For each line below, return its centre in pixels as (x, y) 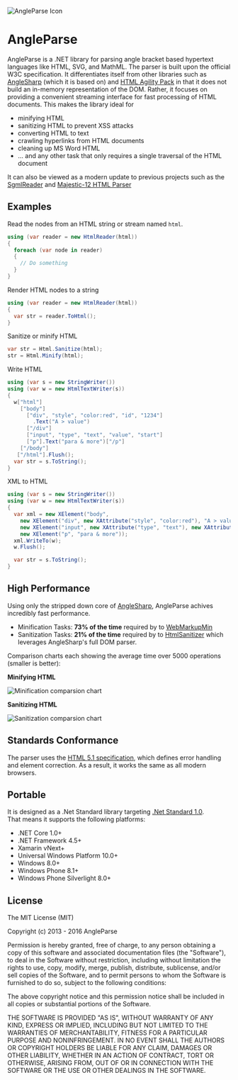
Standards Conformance (63, 741)
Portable (27, 795)
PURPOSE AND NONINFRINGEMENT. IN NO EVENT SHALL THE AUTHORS (116, 1040)
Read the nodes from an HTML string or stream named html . (95, 224)
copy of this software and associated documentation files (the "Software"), (117, 952)
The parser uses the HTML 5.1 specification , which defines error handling (114, 758)
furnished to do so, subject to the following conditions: (87, 983)
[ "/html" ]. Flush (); (45, 455)
